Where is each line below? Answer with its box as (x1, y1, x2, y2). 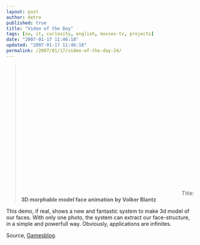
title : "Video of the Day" (6, 25, 74, 32)
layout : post (6, 8, 39, 15)
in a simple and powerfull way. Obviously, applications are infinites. (6, 220, 172, 227)
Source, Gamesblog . (6, 231, 57, 239)
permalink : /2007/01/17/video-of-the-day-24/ (6, 48, 122, 54)
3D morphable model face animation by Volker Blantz (20, 195, 157, 203)
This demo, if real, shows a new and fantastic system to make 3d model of (6, 207, 190, 215)
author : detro (6, 14, 42, 20)
